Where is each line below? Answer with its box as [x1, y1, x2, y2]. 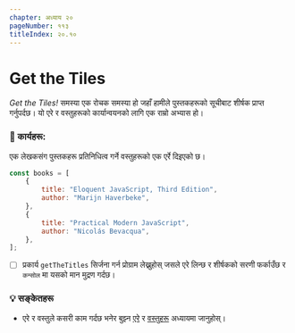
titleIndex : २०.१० [9, 29, 78, 38]
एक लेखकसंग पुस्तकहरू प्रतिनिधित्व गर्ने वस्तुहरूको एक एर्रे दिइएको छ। [9, 151, 206, 162]
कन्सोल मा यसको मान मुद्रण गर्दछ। [21, 270, 116, 280]
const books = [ [9, 169, 70, 178]
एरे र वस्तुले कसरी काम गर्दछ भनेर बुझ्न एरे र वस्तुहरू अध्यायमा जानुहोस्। [21, 312, 226, 323]
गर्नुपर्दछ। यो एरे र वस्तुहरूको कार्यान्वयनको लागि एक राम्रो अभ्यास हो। [9, 108, 204, 119]
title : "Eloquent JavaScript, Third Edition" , [41, 185, 218, 195]
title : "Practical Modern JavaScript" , [41, 218, 190, 228]
